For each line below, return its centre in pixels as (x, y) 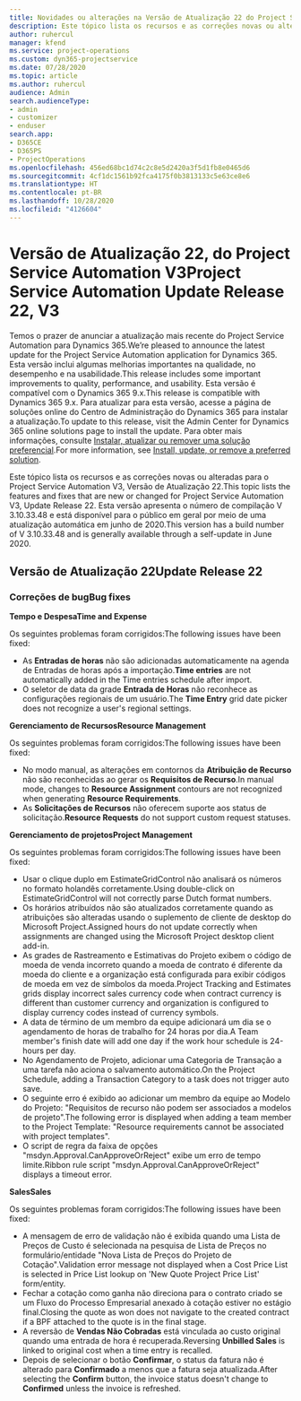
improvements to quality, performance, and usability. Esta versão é (133, 383)
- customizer (34, 117)
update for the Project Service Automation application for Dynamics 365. (143, 354)
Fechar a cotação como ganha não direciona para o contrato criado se (152, 1293)
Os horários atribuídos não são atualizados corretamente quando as (148, 908)
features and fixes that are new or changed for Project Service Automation (146, 496)
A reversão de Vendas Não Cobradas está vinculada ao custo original (151, 1331)
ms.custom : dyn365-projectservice (74, 59)
